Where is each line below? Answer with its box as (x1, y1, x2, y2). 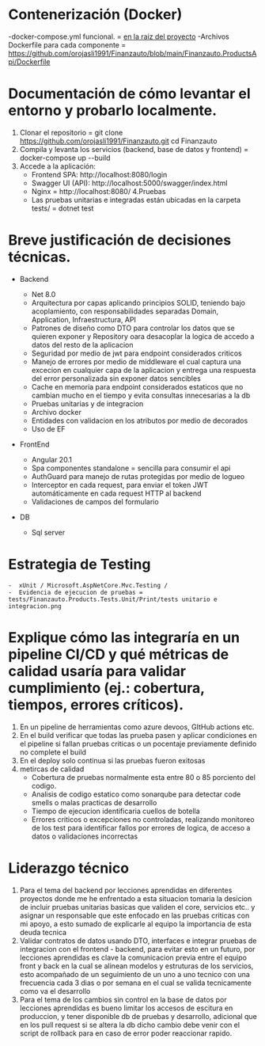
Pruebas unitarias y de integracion (31, 398, 144, 409)
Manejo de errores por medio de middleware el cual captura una (31, 356, 241, 366)
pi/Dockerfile (8, 57, 51, 67)
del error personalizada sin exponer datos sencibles (31, 374, 202, 383)
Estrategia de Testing (8, 556, 151, 573)
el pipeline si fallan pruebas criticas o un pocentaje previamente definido (19, 739, 257, 748)
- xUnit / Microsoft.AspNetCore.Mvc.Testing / (8, 581, 168, 589)
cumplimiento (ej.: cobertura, (8, 679, 205, 697)
